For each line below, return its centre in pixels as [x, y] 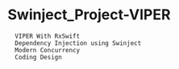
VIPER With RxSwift [48, 36]
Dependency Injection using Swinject [78, 43]
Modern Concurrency [48, 50]
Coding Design [38, 57]
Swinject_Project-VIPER [89, 15]
